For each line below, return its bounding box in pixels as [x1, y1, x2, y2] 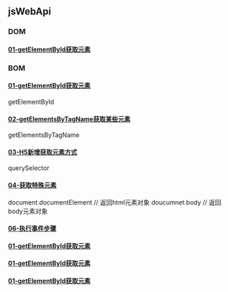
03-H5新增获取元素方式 [8, 147, 78, 156]
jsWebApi [8, 6, 52, 18]
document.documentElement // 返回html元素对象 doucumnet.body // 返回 [8, 197, 222, 207]
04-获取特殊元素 [8, 181, 57, 190]
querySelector [8, 164, 50, 172]
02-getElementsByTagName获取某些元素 [8, 114, 131, 123]
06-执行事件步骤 [8, 224, 57, 233]
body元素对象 [8, 207, 48, 215]
